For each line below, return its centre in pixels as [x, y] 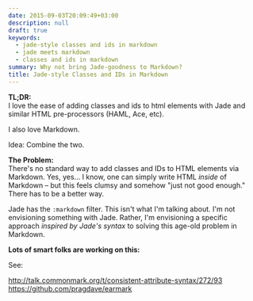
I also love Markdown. [44, 129]
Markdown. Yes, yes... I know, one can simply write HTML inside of [118, 177]
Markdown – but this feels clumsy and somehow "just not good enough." [127, 185]
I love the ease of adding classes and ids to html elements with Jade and [127, 105]
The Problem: [31, 160]
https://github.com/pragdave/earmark [70, 288]
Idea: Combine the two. [46, 144]
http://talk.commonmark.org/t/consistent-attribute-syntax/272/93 [115, 280]
